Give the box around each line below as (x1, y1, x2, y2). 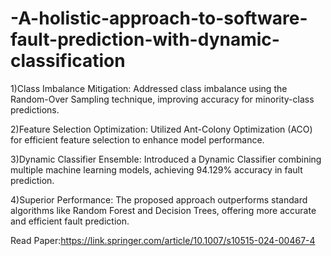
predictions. (10, 103, 60, 116)
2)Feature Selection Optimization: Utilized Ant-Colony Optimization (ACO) (10, 123, 313, 135)
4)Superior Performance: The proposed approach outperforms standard (10, 193, 308, 206)
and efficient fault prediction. (10, 215, 130, 227)
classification (10, 50, 126, 72)
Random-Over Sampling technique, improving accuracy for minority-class (10, 93, 315, 105)
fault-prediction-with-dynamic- (10, 28, 280, 51)
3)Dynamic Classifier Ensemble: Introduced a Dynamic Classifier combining (10, 153, 322, 165)
